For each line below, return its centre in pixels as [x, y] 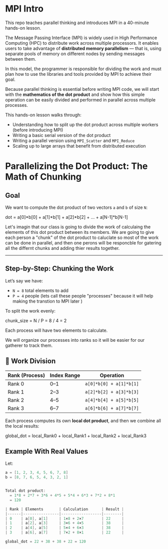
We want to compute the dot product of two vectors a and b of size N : [76, 207]
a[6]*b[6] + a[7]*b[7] [112, 408]
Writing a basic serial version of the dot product [61, 135]
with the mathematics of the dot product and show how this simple [75, 94]
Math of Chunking [43, 177]
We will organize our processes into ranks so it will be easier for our [75, 340]
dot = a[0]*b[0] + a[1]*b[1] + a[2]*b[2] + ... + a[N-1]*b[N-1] [67, 217]
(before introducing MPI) [38, 130]
